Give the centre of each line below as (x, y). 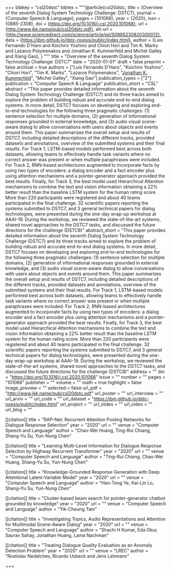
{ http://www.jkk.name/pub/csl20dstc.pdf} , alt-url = (59, 29)
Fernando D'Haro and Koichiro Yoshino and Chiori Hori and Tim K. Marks (82, 45)
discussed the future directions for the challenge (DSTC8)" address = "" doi (85, 371)
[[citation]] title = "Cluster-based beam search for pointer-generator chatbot (86, 498)
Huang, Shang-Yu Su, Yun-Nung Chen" (47, 462)
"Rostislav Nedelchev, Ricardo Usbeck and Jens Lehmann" (67, 556)
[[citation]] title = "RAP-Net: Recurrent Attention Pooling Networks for (78, 420)
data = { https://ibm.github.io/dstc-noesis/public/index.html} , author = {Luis (84, 40)
